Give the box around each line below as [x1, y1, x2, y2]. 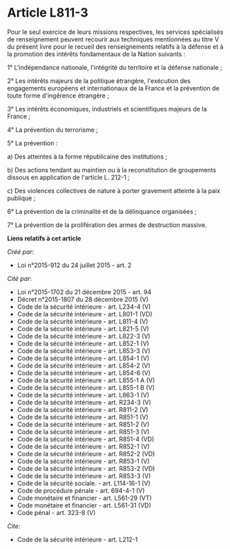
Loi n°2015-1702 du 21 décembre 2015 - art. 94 [17, 287, 152, 296]
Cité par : [7, 274, 32, 282]
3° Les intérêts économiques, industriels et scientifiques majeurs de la [7, 105, 207, 113]
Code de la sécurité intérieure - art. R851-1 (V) [17, 413, 148, 421]
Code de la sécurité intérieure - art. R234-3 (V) [17, 398, 152, 406]
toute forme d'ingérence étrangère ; [7, 91, 109, 100]
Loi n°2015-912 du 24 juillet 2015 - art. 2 [17, 261, 132, 269]
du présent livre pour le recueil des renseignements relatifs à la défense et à [7, 42, 224, 51]
